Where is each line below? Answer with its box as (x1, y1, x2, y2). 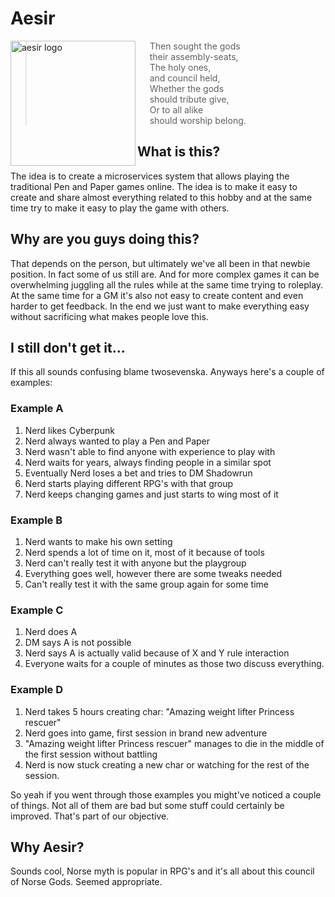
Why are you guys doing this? (10, 231, 200, 248)
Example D (10, 683, 64, 697)
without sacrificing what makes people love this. (10, 310, 209, 322)
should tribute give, (149, 93, 230, 105)
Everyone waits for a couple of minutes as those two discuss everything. (24, 658, 325, 670)
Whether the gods (149, 82, 225, 94)
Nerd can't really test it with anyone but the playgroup (24, 557, 247, 569)
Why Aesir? (10, 838, 85, 856)
